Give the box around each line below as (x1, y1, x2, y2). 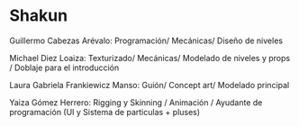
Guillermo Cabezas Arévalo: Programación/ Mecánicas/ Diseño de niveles (9, 35, 284, 46)
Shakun (9, 5, 68, 26)
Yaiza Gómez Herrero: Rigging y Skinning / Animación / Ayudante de (9, 96, 263, 108)
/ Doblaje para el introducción (9, 62, 120, 73)
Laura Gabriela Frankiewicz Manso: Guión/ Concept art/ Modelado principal (9, 79, 290, 90)
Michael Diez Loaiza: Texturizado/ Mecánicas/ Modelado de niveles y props (9, 52, 291, 63)
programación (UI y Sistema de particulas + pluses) (9, 106, 201, 117)
